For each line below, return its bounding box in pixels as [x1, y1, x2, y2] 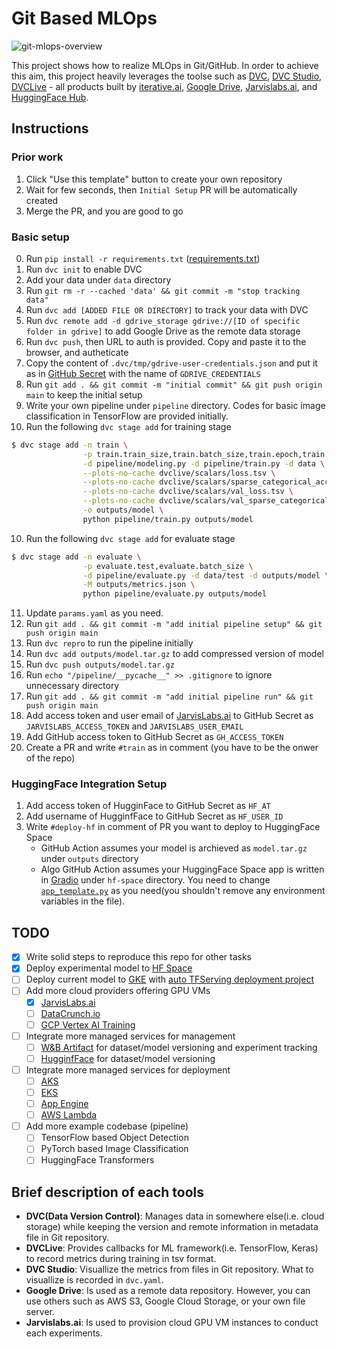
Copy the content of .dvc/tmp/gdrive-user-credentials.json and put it [25, 357, 318, 369]
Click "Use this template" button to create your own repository [25, 173, 283, 185]
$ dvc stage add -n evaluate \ [11, 552, 142, 562]
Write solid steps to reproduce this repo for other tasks [25, 951, 252, 963]
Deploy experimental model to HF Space [25, 962, 193, 974]
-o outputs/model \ [82, 505, 164, 516]
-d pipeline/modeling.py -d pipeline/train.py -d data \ [82, 458, 326, 469]
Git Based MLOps [11, 7, 158, 30]
